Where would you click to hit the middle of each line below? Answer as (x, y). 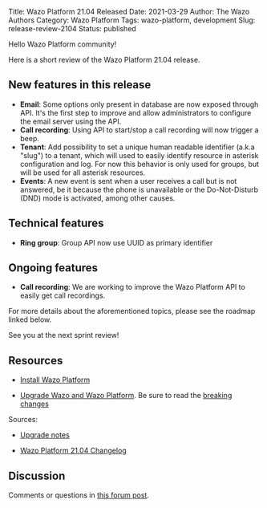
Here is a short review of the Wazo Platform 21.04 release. (104, 60)
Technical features (56, 224)
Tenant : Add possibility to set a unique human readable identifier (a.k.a (137, 147)
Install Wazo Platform (55, 380)
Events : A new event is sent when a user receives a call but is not (128, 181)
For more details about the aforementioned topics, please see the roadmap (132, 311)
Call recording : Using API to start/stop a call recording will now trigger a (139, 130)
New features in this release (80, 85)
